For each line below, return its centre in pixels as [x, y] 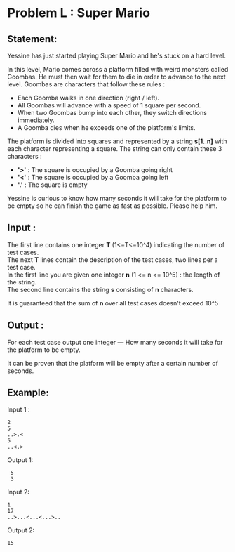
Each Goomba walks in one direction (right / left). [88, 98]
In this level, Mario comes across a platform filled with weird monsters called [118, 69]
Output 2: [21, 530]
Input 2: [18, 492]
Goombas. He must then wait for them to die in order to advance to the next [116, 77]
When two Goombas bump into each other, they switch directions [112, 113]
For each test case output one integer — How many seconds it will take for [115, 342]
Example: [28, 393]
